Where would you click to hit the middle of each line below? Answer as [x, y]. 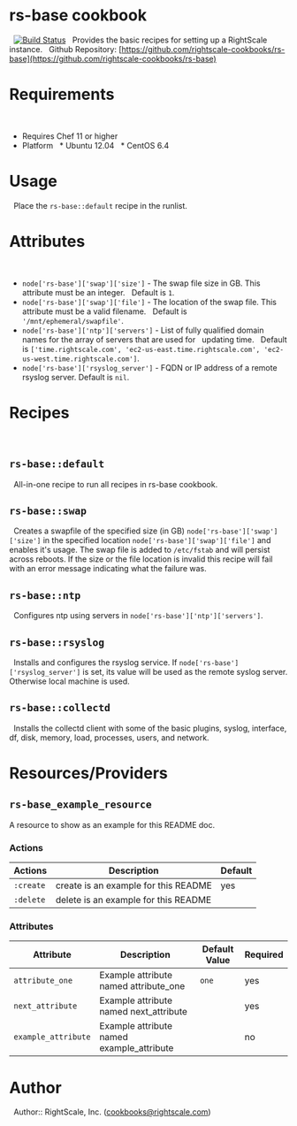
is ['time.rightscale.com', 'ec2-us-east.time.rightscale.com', [141, 349]
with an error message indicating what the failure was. [108, 569]
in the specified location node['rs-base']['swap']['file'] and [157, 540]
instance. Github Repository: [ [65, 49]
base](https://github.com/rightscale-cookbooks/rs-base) [113, 58]
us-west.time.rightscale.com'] [80, 359]
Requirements [62, 95]
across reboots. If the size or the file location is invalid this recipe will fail [141, 559]
